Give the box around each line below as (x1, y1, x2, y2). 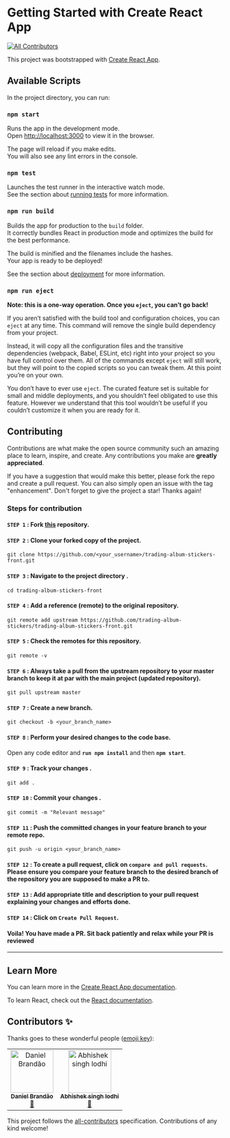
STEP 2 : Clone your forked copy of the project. (7, 536, 142, 544)
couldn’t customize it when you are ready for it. (7, 406, 140, 414)
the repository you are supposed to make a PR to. (7, 875, 151, 883)
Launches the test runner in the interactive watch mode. (7, 183, 166, 191)
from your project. (7, 328, 58, 336)
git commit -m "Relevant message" (7, 809, 106, 816)
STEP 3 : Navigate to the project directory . (7, 572, 129, 580)
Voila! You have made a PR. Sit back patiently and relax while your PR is (7, 929, 214, 937)
